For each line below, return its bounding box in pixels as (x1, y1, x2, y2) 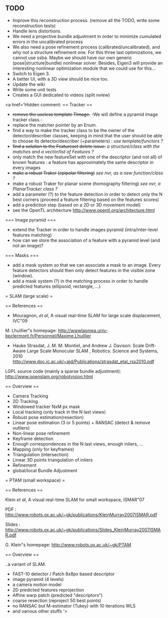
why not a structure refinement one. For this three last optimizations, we (12, 49, 161, 55)
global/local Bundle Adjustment (12, 467, 78, 473)
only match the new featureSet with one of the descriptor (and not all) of (12, 154, 162, 160)
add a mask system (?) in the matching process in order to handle (12, 278, 148, 284)
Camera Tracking (12, 393, 49, 399)
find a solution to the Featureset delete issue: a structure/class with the (12, 143, 160, 149)
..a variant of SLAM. (5, 561, 46, 567)
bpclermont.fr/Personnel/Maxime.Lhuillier (5, 333, 91, 339)
